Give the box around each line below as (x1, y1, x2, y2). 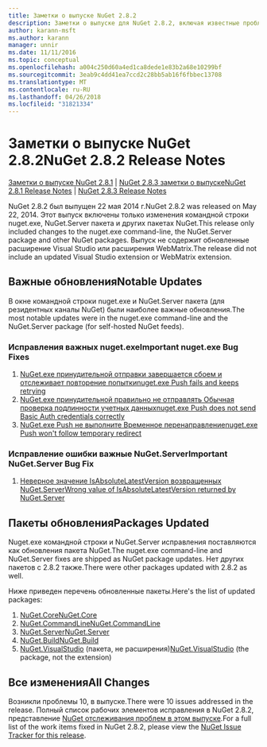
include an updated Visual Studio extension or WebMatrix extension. (8, 252, 232, 262)
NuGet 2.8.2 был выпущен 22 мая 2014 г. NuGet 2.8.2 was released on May (8, 202, 257, 211)
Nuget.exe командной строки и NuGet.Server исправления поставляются (8, 537, 257, 547)
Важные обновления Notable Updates (8, 275, 203, 288)
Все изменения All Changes (8, 675, 150, 689)
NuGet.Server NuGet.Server (19, 627, 110, 637)
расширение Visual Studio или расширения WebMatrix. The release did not (8, 244, 257, 254)
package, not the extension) (19, 652, 112, 662)
